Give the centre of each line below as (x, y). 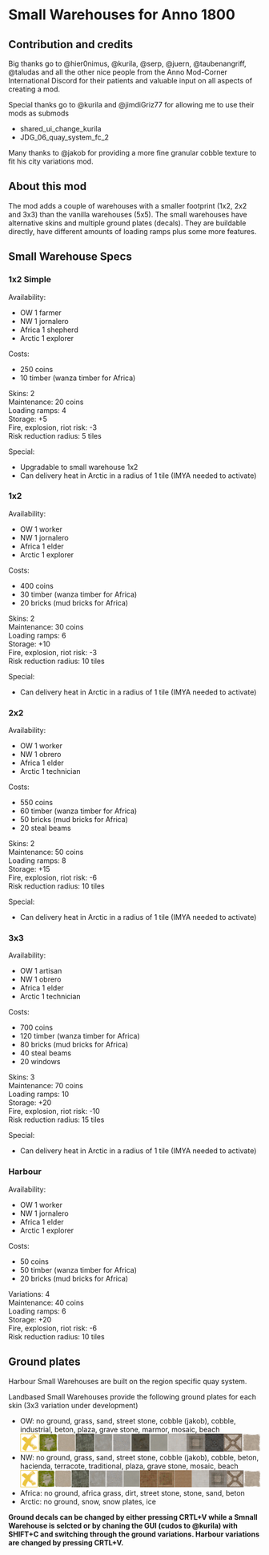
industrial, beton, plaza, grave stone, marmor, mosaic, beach (120, 1429)
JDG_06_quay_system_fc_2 (64, 137)
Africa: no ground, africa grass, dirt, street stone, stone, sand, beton (132, 1493)
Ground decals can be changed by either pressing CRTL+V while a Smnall (133, 1517)
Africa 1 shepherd (49, 330)
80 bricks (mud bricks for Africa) (74, 1045)
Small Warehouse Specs (70, 257)
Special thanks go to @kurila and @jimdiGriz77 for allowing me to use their (131, 105)
